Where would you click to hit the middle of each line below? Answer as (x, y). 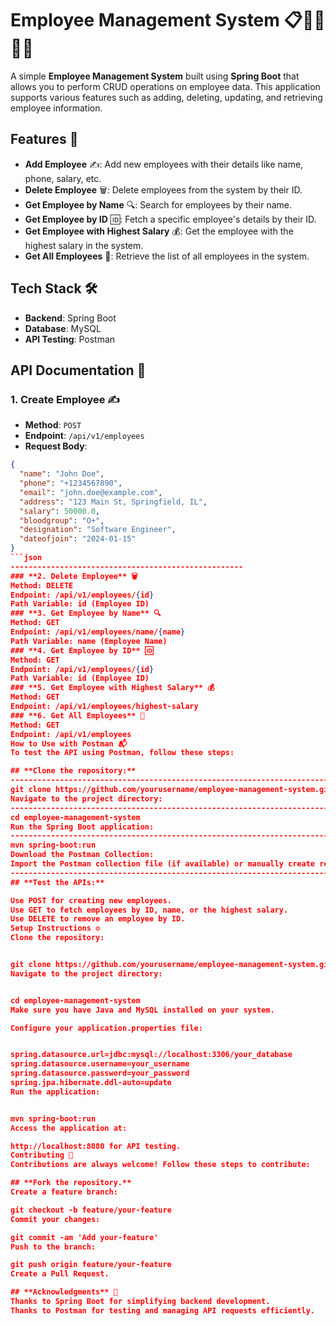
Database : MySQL (63, 328)
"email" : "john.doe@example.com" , (91, 492)
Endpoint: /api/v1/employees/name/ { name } (98, 632)
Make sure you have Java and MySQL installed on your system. (142, 1010)
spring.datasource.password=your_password (100, 1073)
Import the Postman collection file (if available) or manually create (162, 864)
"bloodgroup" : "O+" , (62, 520)
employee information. (56, 108)
